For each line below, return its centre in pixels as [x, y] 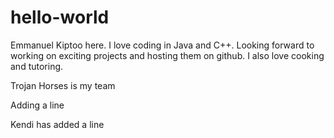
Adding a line [37, 105]
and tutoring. [37, 66]
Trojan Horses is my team [63, 85]
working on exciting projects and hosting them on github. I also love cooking [167, 55]
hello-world [60, 17]
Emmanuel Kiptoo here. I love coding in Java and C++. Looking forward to [162, 45]
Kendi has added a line [57, 124]
